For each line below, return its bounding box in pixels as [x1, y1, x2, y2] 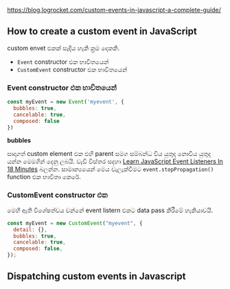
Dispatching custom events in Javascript [7, 270, 186, 282]
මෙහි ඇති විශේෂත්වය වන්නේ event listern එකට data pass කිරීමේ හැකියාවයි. [7, 206, 214, 214]
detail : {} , [13, 226, 48, 233]
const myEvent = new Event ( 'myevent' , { [7, 99, 125, 106]
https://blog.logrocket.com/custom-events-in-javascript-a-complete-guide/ [7, 6, 222, 14]
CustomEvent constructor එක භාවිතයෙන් [16, 65, 128, 73]
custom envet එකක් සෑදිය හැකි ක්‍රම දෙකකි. [7, 44, 120, 52]
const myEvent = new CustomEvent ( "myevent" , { [7, 220, 143, 227]
